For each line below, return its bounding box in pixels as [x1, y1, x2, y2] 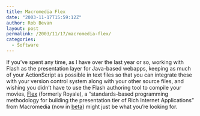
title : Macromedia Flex [6, 8, 66, 15]
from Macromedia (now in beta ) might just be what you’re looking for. [6, 103, 178, 110]
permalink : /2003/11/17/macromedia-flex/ [6, 31, 112, 37]
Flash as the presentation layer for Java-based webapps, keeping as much [6, 65, 191, 72]
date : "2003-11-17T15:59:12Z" [6, 14, 82, 20]
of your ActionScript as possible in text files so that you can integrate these [6, 71, 192, 78]
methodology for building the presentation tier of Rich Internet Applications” [6, 96, 194, 103]
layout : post [6, 25, 39, 32]
